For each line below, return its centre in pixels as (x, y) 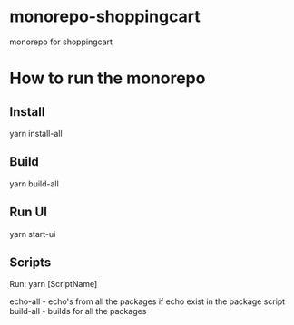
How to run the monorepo (108, 78)
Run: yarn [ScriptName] (54, 284)
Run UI (29, 212)
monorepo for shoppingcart (61, 42)
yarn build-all (34, 184)
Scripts (30, 262)
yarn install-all (36, 133)
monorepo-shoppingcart (105, 17)
